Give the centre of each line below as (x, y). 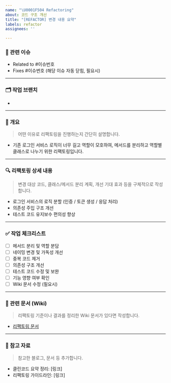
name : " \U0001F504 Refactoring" (39, 10)
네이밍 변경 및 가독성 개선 (38, 252)
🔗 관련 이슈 (18, 53)
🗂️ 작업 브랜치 (22, 90)
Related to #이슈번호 (34, 64)
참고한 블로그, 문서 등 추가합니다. (50, 357)
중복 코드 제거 (26, 258)
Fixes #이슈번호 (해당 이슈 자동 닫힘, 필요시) (56, 71)
